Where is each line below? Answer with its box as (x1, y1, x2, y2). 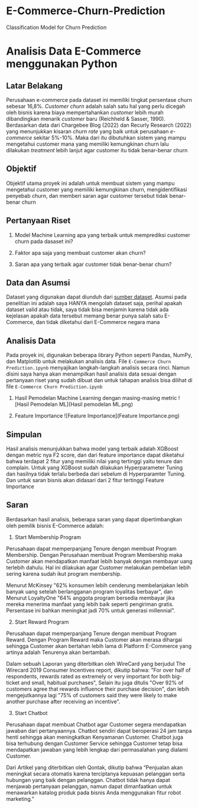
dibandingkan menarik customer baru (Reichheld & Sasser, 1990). (6, 115, 165, 122)
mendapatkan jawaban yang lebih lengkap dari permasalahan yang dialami (6, 746, 188, 753)
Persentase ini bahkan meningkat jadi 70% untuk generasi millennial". (6, 607, 176, 614)
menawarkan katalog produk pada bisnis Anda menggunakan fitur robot (6, 789, 181, 796)
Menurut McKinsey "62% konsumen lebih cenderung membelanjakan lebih (6, 582, 189, 589)
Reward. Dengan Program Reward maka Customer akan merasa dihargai (6, 636, 182, 643)
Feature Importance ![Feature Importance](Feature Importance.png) (14, 412, 180, 419)
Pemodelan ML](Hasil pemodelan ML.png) (30, 401, 134, 408)
